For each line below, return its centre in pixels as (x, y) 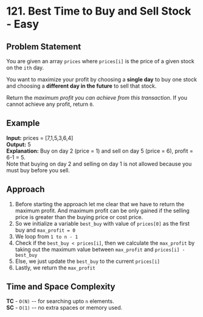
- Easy (23, 24)
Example (23, 123)
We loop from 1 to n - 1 (46, 236)
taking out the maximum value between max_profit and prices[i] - (100, 249)
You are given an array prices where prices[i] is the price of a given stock (100, 61)
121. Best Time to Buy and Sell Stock (99, 11)
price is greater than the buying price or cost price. (79, 217)
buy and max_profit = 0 (45, 230)
